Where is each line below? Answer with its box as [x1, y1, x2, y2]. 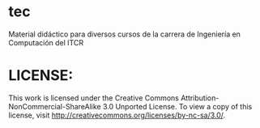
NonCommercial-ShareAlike [8, 101, 101, 111]
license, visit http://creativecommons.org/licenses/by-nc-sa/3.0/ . [8, 110, 226, 120]
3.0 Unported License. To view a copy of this [102, 101, 253, 111]
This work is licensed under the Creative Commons [8, 92, 180, 103]
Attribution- [181, 92, 220, 103]
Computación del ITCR [8, 37, 83, 47]
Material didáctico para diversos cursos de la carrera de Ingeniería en [8, 29, 241, 39]
